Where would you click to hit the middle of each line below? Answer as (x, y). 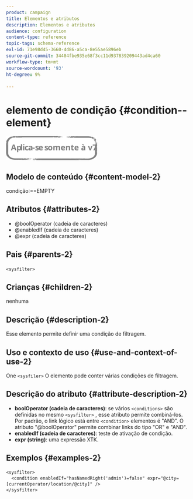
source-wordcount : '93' (35, 68)
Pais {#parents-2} (39, 255)
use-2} (19, 361)
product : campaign (28, 12)
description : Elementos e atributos (51, 25)
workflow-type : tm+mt (32, 62)
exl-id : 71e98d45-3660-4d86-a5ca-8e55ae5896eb (64, 50)
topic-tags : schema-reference (43, 43)
